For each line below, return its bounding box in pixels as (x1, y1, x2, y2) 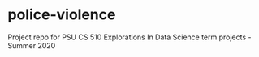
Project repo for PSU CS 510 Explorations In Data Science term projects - (7, 32, 252, 42)
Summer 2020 (7, 40, 56, 50)
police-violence (7, 6, 116, 24)
